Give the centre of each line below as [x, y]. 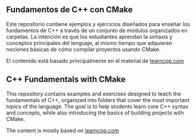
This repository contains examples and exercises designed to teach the [94, 94]
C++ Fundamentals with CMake [66, 79]
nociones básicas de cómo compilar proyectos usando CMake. [83, 49]
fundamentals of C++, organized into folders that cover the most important [98, 100]
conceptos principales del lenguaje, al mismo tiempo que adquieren [89, 43]
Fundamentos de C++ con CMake [69, 10]
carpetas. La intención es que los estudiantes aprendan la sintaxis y [89, 36]
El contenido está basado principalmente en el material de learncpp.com [95, 61]
